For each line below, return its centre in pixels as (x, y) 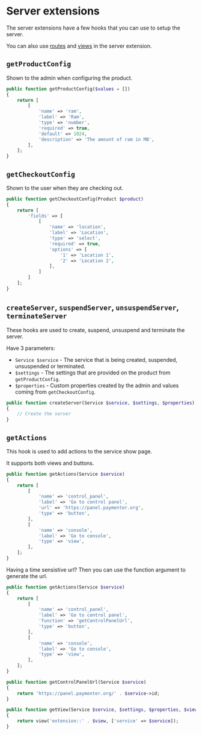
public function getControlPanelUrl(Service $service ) (76, 682)
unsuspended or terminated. (50, 366)
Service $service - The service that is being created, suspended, (96, 359)
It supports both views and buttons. (50, 463)
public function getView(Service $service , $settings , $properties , (94, 710)
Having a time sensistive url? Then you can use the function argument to (96, 569)
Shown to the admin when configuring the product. (69, 78)
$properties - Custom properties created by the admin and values (97, 385)
